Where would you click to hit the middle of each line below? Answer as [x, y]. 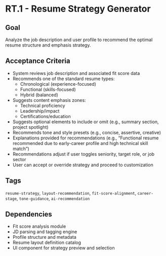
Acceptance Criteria [38, 61]
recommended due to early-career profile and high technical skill [80, 143]
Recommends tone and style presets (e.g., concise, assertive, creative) [87, 132]
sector [19, 159]
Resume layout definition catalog [47, 243]
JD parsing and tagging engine [45, 232]
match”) [21, 149]
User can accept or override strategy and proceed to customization [83, 165]
